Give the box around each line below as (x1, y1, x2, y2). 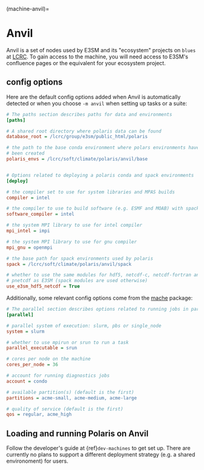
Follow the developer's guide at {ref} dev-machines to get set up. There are (6, 444, 191, 452)
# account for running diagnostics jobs (6, 373, 110, 379)
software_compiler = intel (6, 211, 75, 218)
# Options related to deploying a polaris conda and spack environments (6, 172, 194, 178)
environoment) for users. (6, 457, 69, 465)
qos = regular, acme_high (6, 412, 72, 418)
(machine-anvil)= (6, 5, 50, 12)
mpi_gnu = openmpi (6, 244, 53, 251)
